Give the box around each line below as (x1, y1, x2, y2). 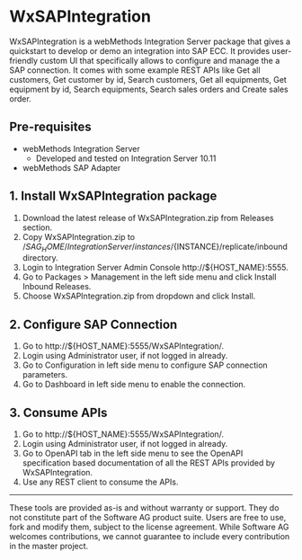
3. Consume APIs (9, 404, 108, 420)
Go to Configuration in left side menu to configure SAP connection (22, 360, 268, 370)
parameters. (22, 369, 68, 380)
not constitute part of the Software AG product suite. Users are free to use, (9, 511, 287, 522)
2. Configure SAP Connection (9, 316, 178, 332)
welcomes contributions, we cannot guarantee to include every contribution (9, 530, 290, 541)
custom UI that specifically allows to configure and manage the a (40, 55, 280, 66)
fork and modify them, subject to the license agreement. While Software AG (9, 521, 289, 532)
